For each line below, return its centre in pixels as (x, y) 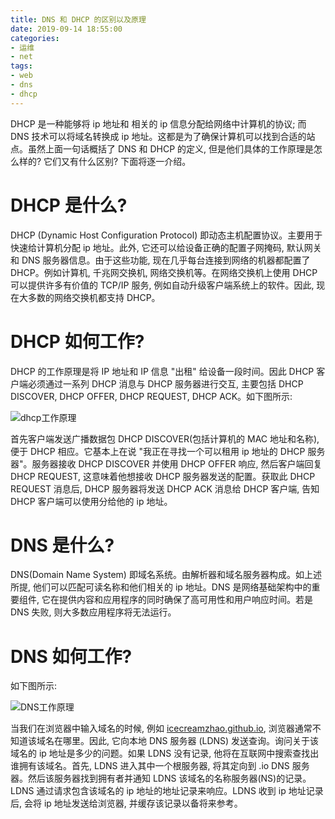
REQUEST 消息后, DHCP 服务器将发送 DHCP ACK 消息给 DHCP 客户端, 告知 (165, 488)
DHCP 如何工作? (77, 341)
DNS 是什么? (62, 545)
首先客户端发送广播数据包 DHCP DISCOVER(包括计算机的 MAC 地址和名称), (165, 438)
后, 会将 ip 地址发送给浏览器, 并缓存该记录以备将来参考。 (126, 803)
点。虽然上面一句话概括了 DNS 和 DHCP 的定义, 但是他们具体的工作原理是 (162, 148)
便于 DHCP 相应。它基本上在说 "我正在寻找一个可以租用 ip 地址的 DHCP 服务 (168, 451)
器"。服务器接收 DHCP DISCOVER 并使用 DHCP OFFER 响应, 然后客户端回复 (166, 463)
